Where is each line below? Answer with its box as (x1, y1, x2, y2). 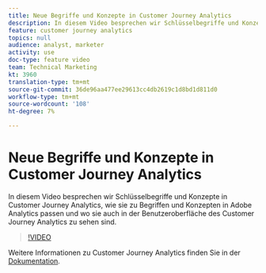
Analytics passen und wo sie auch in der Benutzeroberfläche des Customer (8, 208, 255, 218)
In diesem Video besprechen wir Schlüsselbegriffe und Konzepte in (8, 191, 228, 201)
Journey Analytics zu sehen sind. (8, 217, 117, 226)
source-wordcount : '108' (8, 100, 90, 108)
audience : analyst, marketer (8, 41, 104, 49)
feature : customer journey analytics (8, 26, 133, 34)
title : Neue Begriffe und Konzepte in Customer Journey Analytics (8, 11, 232, 20)
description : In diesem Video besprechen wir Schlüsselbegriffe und (8, 19, 239, 27)
